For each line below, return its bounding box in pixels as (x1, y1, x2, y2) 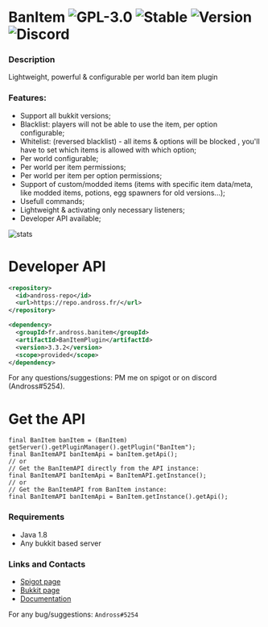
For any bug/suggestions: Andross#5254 (8, 609, 138, 619)
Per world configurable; (19, 153, 99, 163)
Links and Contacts (8, 558, 86, 570)
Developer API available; (19, 214, 101, 223)
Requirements (8, 512, 65, 523)
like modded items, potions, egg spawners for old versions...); (19, 188, 225, 197)
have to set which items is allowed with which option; (19, 145, 197, 155)
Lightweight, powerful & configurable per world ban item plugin (8, 73, 219, 82)
